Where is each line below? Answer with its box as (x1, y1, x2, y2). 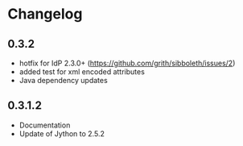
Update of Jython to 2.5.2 (19, 128, 105, 138)
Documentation (19, 120, 71, 130)
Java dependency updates (19, 76, 108, 85)
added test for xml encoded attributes (19, 67, 146, 77)
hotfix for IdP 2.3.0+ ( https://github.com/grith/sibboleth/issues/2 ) (19, 58, 236, 68)
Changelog (7, 5, 83, 23)
